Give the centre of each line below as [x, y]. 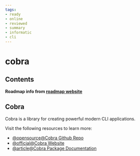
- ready [13, 14]
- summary [15, 28]
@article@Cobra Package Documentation [54, 148]
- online [14, 19]
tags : [11, 10]
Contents [20, 79]
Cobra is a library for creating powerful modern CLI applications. [70, 119]
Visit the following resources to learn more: [49, 128]
